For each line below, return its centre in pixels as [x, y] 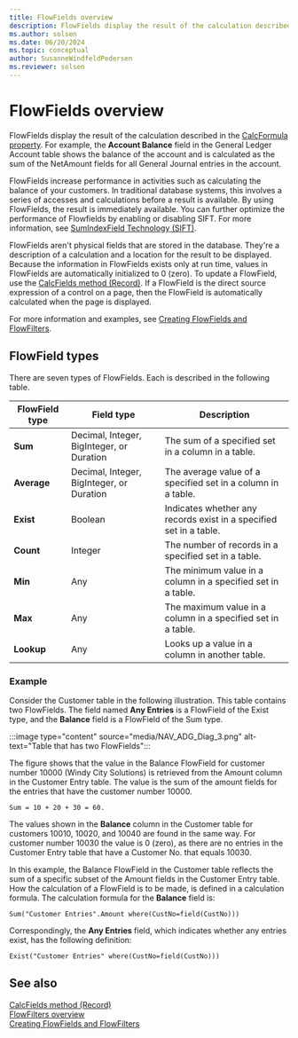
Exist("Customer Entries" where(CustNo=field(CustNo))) [114, 956]
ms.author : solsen [43, 34]
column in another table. [215, 655]
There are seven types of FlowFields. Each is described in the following [140, 377]
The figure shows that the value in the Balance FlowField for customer [137, 763]
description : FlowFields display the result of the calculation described [150, 26]
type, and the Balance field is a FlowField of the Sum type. [116, 719]
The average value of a [212, 471]
